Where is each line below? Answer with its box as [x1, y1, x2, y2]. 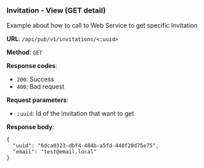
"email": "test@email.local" [12, 149, 97, 156]
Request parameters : [6, 96, 69, 104]
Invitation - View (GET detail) [6, 6, 106, 15]
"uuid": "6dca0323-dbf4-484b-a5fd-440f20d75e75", [12, 142, 159, 149]
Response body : [6, 123, 55, 131]
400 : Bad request [16, 83, 65, 91]
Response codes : [6, 62, 58, 70]
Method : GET [6, 48, 43, 57]
